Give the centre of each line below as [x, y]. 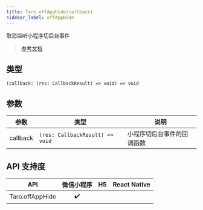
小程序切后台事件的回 [158, 134]
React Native [132, 184]
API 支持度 [26, 166]
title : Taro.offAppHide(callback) [50, 12]
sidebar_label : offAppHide [40, 18]
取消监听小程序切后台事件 [38, 35]
